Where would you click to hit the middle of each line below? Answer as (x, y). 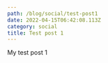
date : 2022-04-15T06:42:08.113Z (54, 20)
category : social (32, 26)
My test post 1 (27, 53)
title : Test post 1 (36, 33)
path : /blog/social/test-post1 (53, 13)
